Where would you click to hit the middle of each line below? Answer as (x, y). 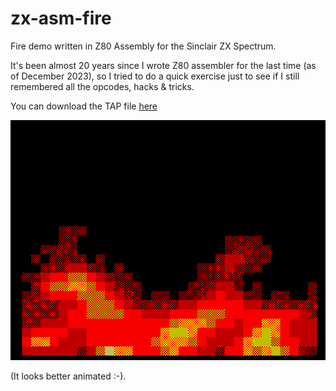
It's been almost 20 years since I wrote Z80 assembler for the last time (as (163, 65)
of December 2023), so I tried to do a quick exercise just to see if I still (155, 76)
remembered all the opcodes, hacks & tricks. (102, 86)
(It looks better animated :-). (68, 376)
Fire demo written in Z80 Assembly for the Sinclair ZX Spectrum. (143, 46)
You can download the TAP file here (84, 106)
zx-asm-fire (61, 18)
